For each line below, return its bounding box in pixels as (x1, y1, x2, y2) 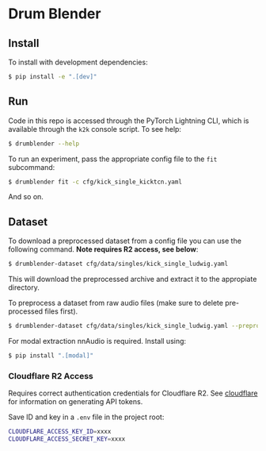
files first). (44, 306, 78, 316)
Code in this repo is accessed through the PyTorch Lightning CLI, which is (8, 116, 249, 125)
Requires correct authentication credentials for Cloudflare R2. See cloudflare (8, 388, 258, 398)
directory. (8, 283, 40, 292)
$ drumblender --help (8, 140, 80, 148)
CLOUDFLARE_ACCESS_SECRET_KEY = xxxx (8, 435, 126, 443)
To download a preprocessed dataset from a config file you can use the (8, 236, 241, 246)
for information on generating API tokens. (8, 397, 143, 407)
